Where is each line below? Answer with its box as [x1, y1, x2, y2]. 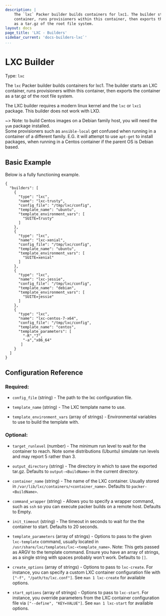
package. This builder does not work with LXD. [5, 108, 100, 114]
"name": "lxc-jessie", [18, 277, 65, 282]
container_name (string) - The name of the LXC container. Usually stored [12, 478, 159, 484]
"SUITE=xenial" [23, 255, 54, 260]
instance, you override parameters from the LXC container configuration [12, 595, 160, 601]
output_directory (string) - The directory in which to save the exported [12, 463, 157, 469]
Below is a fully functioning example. [5, 171, 80, 177]
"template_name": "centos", [18, 324, 77, 329]
